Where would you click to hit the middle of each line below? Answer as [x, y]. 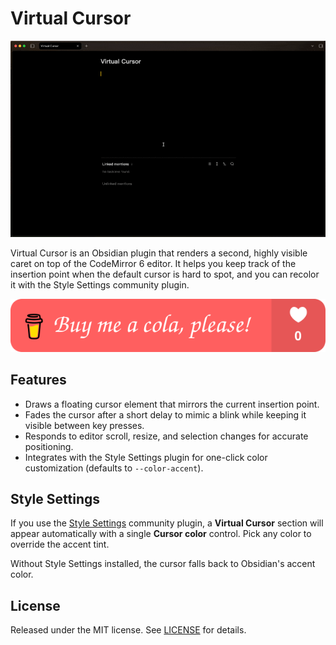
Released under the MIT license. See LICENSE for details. [128, 630]
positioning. [49, 446]
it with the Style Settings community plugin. [100, 285]
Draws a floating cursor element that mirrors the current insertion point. [172, 404]
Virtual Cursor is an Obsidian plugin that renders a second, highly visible [159, 253]
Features [38, 380]
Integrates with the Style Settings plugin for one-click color [146, 457]
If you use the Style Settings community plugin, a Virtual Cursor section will [167, 523]
